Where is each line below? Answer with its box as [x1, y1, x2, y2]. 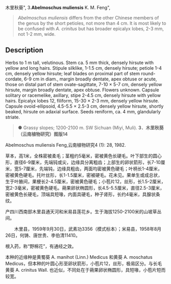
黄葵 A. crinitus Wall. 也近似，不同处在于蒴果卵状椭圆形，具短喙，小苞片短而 [5, 267, 166, 273]
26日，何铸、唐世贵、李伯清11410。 [5, 232, 80, 238]
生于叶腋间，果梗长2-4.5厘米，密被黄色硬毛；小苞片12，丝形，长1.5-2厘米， [5, 178, 166, 185]
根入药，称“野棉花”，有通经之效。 [5, 243, 77, 249]
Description [5, 46, 43, 55]
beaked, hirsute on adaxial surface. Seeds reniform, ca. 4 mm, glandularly [5, 108, 161, 114]
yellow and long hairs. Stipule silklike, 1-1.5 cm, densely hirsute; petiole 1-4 [5, 65, 162, 71]
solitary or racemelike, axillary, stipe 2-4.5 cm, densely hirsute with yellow [5, 92, 161, 98]
